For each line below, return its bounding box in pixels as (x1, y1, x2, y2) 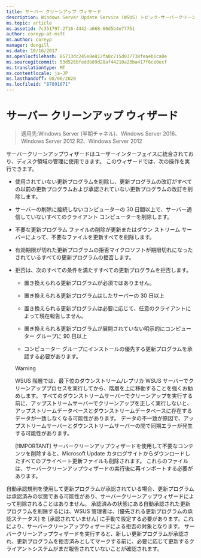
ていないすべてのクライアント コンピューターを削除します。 (25, 213, 172, 220)
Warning (14, 364, 36, 372)
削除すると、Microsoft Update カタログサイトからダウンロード (31, 449, 185, 457)
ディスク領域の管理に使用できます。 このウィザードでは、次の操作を (16, 157, 185, 165)
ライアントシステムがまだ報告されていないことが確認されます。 (6, 545, 163, 552)
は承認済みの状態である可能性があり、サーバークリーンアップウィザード (6, 493, 184, 500)
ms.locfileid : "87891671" (6, 82, 71, 88)
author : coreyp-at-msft (6, 31, 66, 37)
